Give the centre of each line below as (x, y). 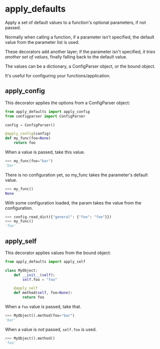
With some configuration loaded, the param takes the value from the (73, 202)
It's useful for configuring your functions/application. (58, 75)
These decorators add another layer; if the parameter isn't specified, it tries (80, 52)
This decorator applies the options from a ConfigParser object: (68, 103)
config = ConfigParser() (30, 125)
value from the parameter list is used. (42, 42)
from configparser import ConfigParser (45, 116)
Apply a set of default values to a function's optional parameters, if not (76, 22)
